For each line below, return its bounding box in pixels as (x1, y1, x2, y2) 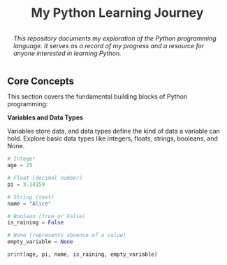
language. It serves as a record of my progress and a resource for (13, 41, 205, 50)
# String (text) (7, 194, 54, 201)
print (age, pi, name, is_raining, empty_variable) (7, 251, 158, 258)
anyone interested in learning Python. (13, 49, 122, 57)
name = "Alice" (7, 200, 52, 207)
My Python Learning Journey (31, 5, 204, 21)
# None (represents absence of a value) (7, 232, 127, 239)
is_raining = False (7, 219, 64, 227)
